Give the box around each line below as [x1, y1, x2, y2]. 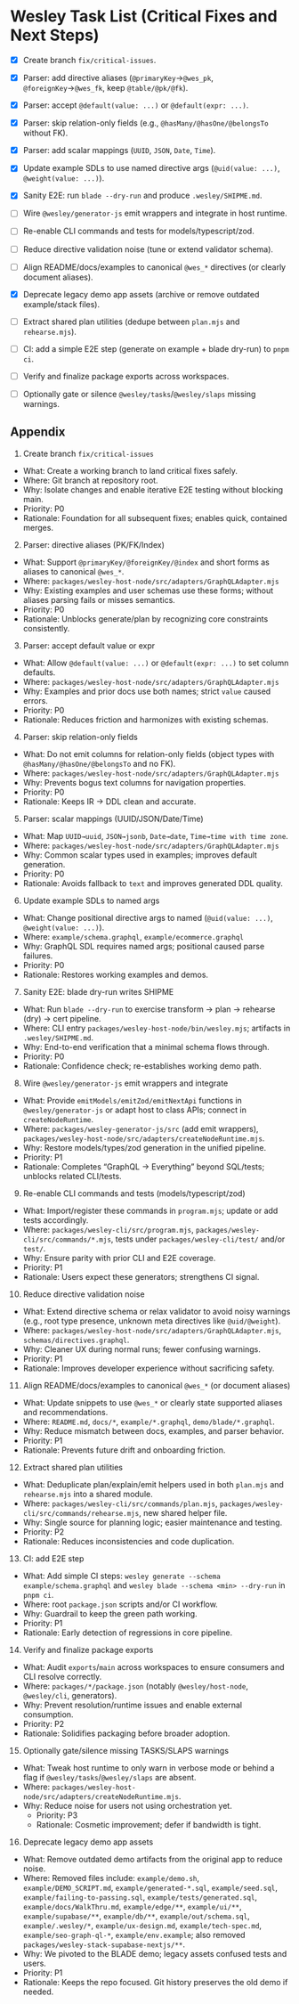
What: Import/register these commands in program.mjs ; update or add [22, 1205, 279, 1216]
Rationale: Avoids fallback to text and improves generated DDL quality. [22, 877, 283, 888]
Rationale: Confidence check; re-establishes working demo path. [22, 1060, 262, 1071]
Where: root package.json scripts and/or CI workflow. [22, 1599, 219, 1609]
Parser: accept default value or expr [22, 639, 156, 651]
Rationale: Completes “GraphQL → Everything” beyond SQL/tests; [22, 1161, 265, 1172]
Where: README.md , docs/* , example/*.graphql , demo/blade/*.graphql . [22, 1416, 275, 1427]
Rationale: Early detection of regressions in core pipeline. [22, 1627, 233, 1638]
